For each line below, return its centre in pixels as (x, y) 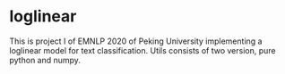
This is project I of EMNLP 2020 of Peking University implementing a (136, 41)
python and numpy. (45, 60)
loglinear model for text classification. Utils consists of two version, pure (142, 50)
